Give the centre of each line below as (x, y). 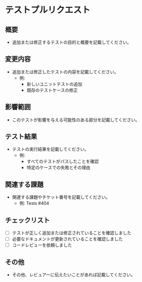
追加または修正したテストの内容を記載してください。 (65, 72)
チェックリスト (27, 220)
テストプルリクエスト (48, 10)
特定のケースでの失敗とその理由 (59, 168)
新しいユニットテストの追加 (54, 84)
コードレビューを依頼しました (42, 245)
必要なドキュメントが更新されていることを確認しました (67, 239)
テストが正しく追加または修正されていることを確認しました (72, 233)
